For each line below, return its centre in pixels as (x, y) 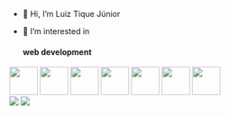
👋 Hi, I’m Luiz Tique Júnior (71, 14)
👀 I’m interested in (56, 31)
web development (57, 52)
